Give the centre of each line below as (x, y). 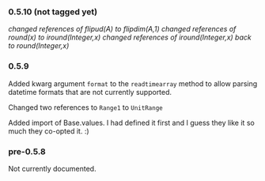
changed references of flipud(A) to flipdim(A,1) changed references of (122, 29)
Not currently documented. (52, 168)
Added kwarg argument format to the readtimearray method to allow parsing (133, 83)
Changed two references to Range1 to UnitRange (86, 107)
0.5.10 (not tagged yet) (53, 12)
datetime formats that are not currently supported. (90, 92)
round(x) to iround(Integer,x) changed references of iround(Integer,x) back (130, 37)
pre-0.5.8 (27, 151)
